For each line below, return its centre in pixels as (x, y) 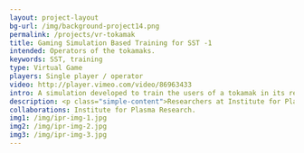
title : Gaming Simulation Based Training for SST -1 (111, 43)
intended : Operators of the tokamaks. (82, 51)
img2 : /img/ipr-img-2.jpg (58, 127)
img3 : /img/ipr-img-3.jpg (58, 135)
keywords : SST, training (56, 59)
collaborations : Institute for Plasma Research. (103, 110)
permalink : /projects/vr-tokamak (72, 34)
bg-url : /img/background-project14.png (85, 26)
